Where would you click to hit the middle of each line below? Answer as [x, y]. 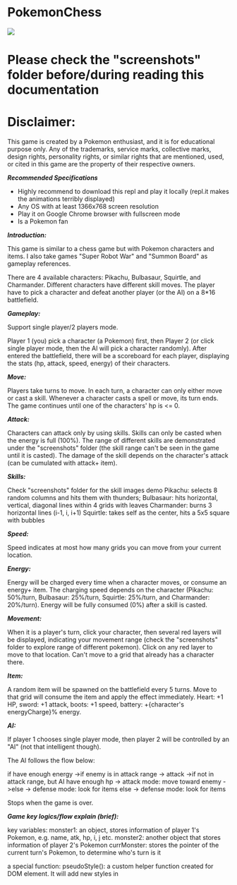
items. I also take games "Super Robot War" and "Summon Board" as [108, 256]
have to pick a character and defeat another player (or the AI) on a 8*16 [111, 293]
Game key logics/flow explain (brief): [63, 817]
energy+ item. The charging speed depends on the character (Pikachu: [110, 590]
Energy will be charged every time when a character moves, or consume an [117, 582]
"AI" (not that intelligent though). [54, 747]
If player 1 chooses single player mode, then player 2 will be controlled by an [119, 739]
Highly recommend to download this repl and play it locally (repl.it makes [123, 192]
